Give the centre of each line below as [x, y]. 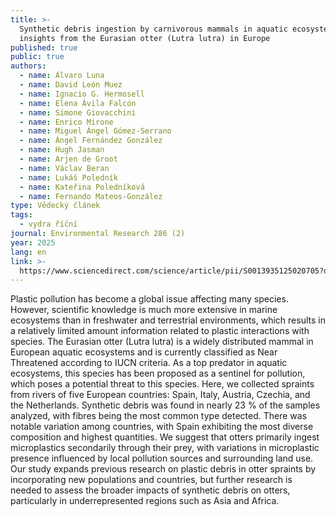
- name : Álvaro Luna [62, 76]
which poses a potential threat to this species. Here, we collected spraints [162, 384]
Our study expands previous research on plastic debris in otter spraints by [163, 469]
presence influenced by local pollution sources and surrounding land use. [162, 458]
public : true [37, 57]
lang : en [28, 252]
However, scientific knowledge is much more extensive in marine [144, 310]
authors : [28, 66]
